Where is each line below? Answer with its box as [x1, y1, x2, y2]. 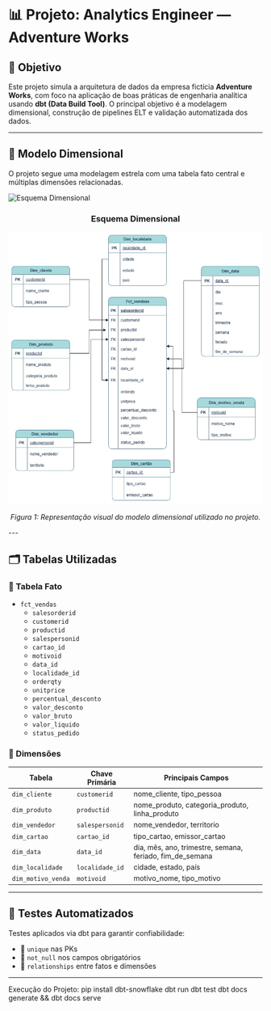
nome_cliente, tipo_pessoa [133, 789, 222, 798]
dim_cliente [11, 790, 52, 798]
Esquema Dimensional [90, 213, 181, 224]
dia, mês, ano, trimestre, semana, [133, 842, 244, 852]
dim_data [11, 849, 42, 857]
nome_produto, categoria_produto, [133, 800, 248, 810]
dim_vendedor [11, 821, 56, 830]
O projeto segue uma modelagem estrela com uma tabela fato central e [8, 168, 245, 178]
